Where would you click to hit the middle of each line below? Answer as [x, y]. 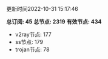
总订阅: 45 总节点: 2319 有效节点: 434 [54, 22]
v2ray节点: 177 [33, 34]
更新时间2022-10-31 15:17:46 [42, 9]
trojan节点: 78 [32, 49]
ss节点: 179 [29, 42]
